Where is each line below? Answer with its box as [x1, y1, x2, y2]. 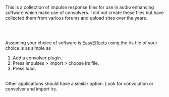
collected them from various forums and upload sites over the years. [5, 15, 148, 21]
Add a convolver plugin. [12, 55, 62, 61]
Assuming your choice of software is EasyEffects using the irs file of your [5, 40, 158, 46]
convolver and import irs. [5, 86, 58, 92]
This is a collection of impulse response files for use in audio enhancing [5, 5, 154, 10]
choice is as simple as [5, 45, 51, 51]
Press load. [12, 65, 36, 71]
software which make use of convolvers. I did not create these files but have [5, 10, 164, 16]
